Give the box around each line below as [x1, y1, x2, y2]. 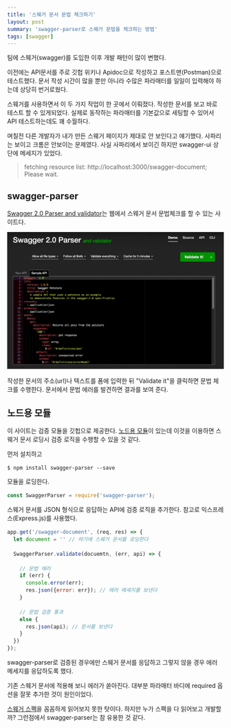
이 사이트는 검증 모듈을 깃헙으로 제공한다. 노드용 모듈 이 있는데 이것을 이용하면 [7, 427, 214, 435]
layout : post [7, 18, 45, 25]
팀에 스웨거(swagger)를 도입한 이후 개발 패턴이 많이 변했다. [7, 54, 166, 62]
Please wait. [23, 170, 59, 178]
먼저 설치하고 [7, 450, 43, 458]
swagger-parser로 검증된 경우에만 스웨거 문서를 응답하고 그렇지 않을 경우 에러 [7, 658, 218, 667]
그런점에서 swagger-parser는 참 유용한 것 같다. [16, 714, 146, 722]
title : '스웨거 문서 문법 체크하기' [7, 11, 96, 18]
